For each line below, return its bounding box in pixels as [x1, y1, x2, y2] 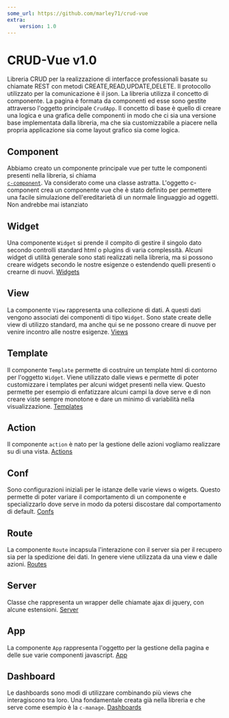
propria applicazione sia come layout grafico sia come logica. [7, 126, 180, 134]
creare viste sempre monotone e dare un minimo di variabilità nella [7, 395, 195, 403]
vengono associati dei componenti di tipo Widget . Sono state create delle [7, 313, 212, 321]
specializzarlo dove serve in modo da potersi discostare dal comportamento [7, 500, 221, 508]
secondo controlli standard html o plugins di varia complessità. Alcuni [7, 246, 203, 254]
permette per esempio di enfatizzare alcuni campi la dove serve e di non [7, 387, 211, 396]
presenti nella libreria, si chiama [7, 171, 97, 180]
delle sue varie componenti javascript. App [7, 651, 128, 659]
